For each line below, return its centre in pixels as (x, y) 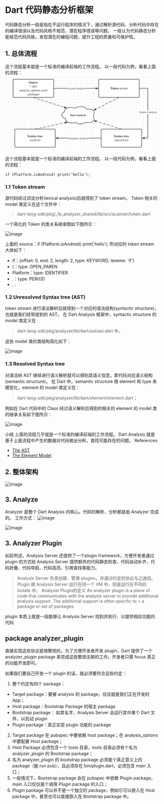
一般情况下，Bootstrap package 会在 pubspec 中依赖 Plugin (72, 778)
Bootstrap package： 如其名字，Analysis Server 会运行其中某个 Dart (81, 712)
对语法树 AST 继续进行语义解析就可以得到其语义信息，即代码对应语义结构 (79, 375)
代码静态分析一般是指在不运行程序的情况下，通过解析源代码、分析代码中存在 (82, 24)
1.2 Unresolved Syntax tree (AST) (45, 297)
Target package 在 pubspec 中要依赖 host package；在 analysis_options (85, 735)
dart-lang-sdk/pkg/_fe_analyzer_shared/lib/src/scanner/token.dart (83, 214)
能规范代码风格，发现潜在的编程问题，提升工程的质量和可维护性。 (71, 37)
